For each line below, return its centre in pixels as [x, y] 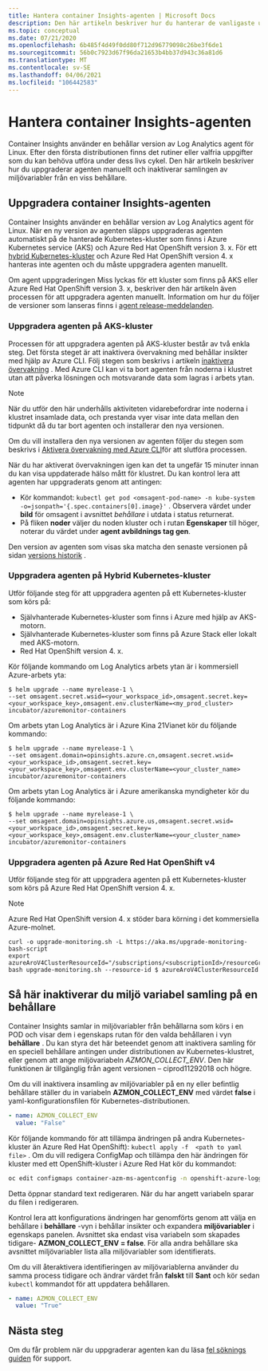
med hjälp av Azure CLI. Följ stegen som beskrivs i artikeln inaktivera [121, 361]
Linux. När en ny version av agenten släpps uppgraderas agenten [116, 231]
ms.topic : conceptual [44, 30]
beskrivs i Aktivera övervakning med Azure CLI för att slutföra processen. [128, 449]
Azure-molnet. [32, 927]
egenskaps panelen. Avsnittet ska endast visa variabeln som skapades [124, 1235]
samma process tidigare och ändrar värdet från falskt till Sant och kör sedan [134, 1275]
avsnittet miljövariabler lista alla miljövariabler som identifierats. [112, 1251]
